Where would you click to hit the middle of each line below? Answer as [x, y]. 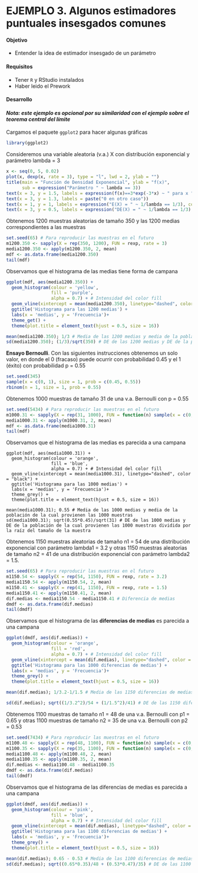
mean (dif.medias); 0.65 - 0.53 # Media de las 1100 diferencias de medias [100, 858]
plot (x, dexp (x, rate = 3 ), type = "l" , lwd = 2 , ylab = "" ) [83, 177]
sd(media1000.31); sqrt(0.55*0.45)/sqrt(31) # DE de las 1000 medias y [96, 520]
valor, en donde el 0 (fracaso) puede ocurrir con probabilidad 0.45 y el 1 [93, 359]
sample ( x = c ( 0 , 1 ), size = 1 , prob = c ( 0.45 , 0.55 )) [74, 382]
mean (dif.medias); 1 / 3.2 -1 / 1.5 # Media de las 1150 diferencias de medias [100, 692]
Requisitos [19, 67]
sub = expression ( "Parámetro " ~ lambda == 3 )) [81, 188]
